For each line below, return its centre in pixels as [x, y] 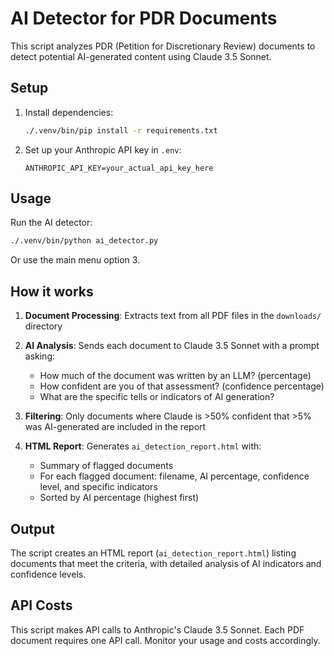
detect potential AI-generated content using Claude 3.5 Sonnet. [141, 56]
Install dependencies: [69, 112]
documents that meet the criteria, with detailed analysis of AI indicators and [166, 563]
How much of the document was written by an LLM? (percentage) [175, 376]
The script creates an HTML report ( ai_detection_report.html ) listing [153, 553]
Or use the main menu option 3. [75, 260]
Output [32, 528]
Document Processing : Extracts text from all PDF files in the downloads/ [173, 316]
